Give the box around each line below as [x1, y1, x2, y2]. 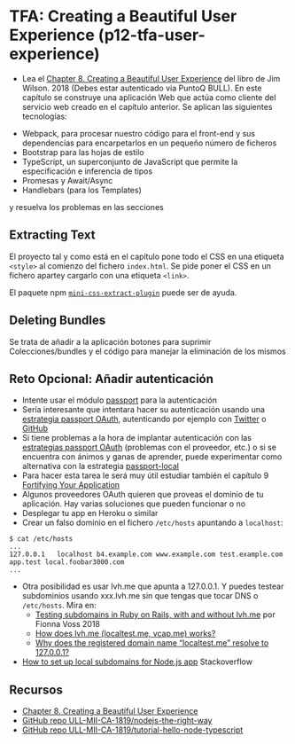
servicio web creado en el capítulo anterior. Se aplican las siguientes [21, 101, 273, 112]
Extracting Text [9, 228, 96, 243]
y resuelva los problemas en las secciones [9, 201, 164, 212]
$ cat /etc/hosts [9, 535, 74, 544]
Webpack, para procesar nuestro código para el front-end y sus [21, 128, 255, 138]
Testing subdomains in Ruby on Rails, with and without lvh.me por [35, 609, 276, 620]
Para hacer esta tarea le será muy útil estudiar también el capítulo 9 [21, 470, 269, 481]
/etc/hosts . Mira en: [21, 600, 97, 611]
